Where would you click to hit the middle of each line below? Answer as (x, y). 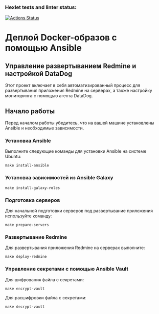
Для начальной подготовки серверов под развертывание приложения (79, 211)
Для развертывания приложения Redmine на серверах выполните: (75, 248)
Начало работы (30, 111)
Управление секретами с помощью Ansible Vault (67, 269)
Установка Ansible (28, 141)
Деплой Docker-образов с (61, 38)
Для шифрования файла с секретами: (45, 279)
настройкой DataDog (39, 73)
